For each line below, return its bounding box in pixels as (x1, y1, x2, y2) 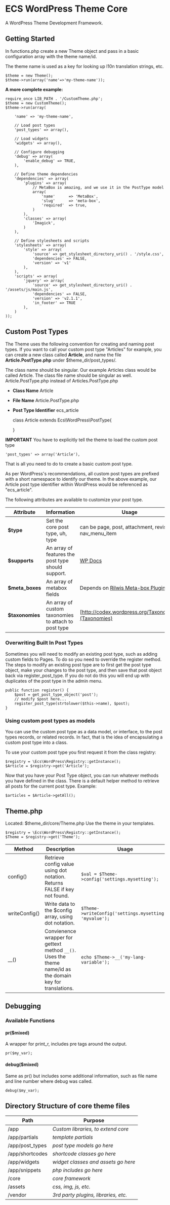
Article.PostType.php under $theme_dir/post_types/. (5, 357, 117, 363)
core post (46, 523, 69, 530)
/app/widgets (8, 1158, 39, 1165)
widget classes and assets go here (52, 1158, 136, 1165)
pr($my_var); (5, 1051, 33, 1056)
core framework (52, 1175, 91, 1182)
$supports (8, 557, 34, 564)
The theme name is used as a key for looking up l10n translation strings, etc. (5, 63, 164, 69)
